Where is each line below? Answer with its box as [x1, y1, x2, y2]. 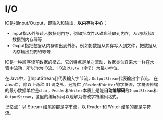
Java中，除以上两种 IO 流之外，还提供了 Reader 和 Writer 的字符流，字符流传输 [5, 81, 159, 87]
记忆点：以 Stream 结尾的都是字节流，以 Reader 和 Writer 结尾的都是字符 [5, 103, 151, 110]
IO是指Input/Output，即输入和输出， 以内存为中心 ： [5, 20, 108, 26]
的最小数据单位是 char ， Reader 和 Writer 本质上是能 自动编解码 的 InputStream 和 [5, 87, 158, 93]
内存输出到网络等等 [12, 49, 51, 54]
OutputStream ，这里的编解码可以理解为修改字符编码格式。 [5, 93, 121, 99]
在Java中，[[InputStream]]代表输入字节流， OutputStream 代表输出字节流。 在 [5, 75, 158, 81]
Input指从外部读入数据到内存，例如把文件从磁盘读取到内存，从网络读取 [12, 30, 155, 36]
